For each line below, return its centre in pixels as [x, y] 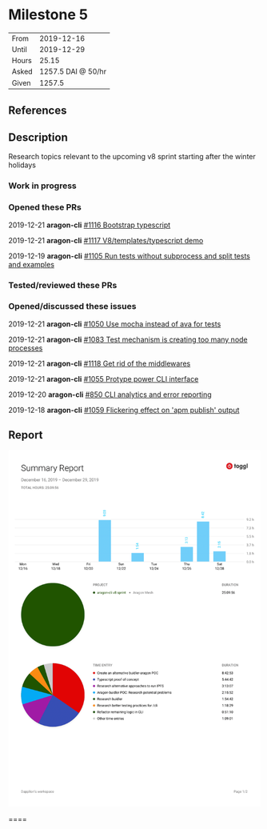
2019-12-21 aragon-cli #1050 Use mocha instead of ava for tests [115, 324]
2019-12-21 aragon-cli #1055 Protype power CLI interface [104, 378]
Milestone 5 [48, 15]
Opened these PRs [45, 207]
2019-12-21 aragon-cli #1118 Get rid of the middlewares [100, 363]
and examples [31, 264]
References [38, 110]
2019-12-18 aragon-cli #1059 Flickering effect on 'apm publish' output [124, 410]
